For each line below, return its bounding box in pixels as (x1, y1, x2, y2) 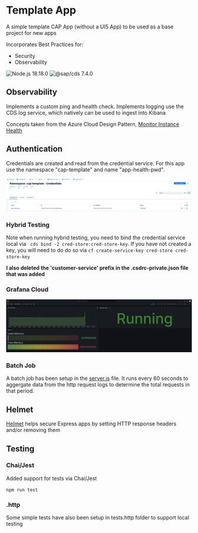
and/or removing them (6, 427, 61, 434)
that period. (6, 388, 34, 395)
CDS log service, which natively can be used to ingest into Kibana (6, 109, 166, 116)
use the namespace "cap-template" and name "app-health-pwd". (6, 166, 165, 173)
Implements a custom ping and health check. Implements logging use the (6, 103, 184, 110)
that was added (6, 271, 45, 278)
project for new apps (6, 29, 57, 36)
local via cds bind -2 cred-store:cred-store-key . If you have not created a (6, 240, 192, 248)
